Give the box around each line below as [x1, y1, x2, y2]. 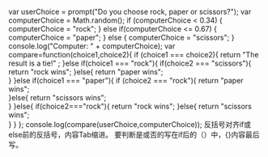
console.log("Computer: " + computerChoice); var [8, 41, 176, 51]
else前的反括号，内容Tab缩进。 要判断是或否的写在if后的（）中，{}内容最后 [8, 129, 260, 139]
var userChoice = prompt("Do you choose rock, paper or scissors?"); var [8, 7, 252, 16]
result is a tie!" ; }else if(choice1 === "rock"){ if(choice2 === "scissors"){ [8, 58, 252, 68]
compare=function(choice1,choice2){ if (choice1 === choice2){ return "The [8, 50, 259, 59]
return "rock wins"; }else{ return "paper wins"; [8, 67, 164, 76]
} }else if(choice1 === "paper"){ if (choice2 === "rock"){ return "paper [8, 76, 245, 85]
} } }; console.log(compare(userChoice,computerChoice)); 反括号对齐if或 [8, 120, 252, 129]
